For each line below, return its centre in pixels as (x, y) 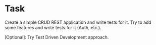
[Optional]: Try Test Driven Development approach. (57, 37)
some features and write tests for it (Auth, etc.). (53, 27)
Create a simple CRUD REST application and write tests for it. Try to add (78, 22)
